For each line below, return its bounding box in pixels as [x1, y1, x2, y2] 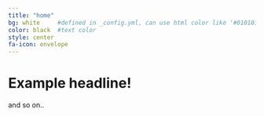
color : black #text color [8, 26, 97, 34]
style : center [8, 33, 55, 42]
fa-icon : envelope [8, 41, 68, 49]
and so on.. [8, 100, 45, 110]
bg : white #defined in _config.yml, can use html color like [8, 19, 226, 27]
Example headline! [8, 74, 132, 92]
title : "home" [8, 11, 55, 20]
